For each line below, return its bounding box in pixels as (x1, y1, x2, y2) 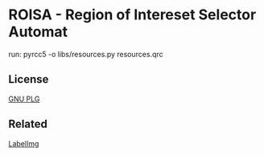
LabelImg (8, 138, 39, 148)
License (8, 72, 49, 86)
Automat (8, 23, 68, 41)
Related (8, 117, 48, 131)
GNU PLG (8, 94, 40, 104)
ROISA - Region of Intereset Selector (8, 6, 257, 24)
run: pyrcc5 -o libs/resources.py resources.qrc (8, 49, 163, 59)
